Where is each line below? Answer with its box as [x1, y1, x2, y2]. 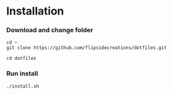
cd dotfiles [6, 56, 36, 62]
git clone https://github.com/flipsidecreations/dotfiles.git [6, 45, 167, 51]
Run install [6, 70, 38, 78]
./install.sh [6, 83, 39, 89]
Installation [6, 4, 64, 18]
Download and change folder [6, 26, 93, 34]
